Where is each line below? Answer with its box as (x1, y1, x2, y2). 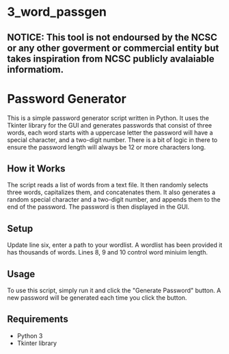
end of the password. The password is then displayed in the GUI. (7, 203, 190, 211)
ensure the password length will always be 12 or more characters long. (7, 143, 206, 151)
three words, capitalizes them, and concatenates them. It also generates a (7, 188, 216, 196)
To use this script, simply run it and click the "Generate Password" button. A (7, 286, 221, 294)
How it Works (7, 163, 66, 174)
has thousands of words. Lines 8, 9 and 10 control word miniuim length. (7, 248, 208, 257)
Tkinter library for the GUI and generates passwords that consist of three (7, 121, 212, 129)
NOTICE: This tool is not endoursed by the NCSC (7, 32, 217, 43)
